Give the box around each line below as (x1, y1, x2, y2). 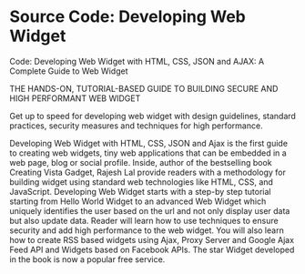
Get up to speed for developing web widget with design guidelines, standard (9, 110, 296, 121)
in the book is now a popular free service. (9, 253, 166, 265)
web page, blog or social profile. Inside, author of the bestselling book (9, 157, 272, 167)
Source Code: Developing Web (9, 6, 246, 27)
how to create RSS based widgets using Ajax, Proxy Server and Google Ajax (9, 234, 294, 245)
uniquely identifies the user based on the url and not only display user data (9, 205, 290, 216)
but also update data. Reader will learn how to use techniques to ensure (9, 215, 280, 226)
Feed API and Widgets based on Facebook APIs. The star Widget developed (9, 244, 295, 255)
